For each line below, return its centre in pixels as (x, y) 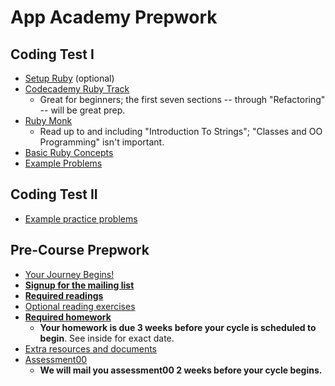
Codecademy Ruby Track (77, 89)
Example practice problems (81, 218)
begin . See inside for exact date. (107, 338)
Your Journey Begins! (69, 274)
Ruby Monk (48, 120)
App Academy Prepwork (114, 17)
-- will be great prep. (82, 110)
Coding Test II (54, 194)
